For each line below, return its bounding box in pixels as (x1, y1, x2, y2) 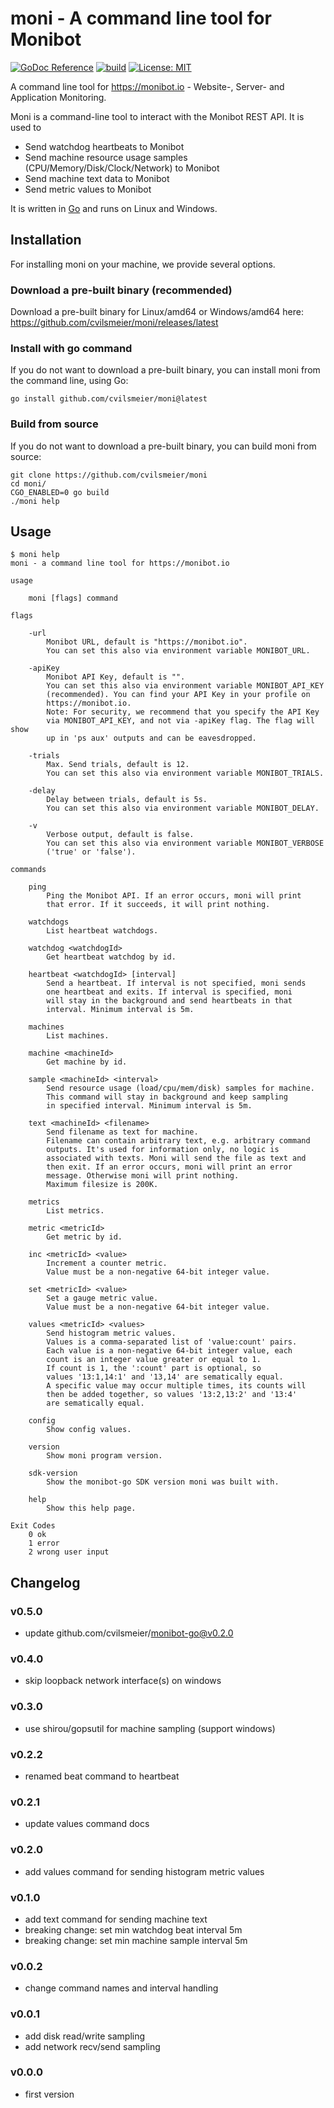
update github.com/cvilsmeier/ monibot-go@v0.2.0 (24, 1627, 234, 1639)
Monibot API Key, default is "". (46, 672, 186, 682)
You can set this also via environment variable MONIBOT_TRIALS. (46, 768, 325, 779)
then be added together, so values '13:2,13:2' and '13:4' (46, 1390, 298, 1400)
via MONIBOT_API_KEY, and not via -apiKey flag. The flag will (46, 716, 315, 726)
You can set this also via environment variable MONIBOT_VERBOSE (46, 838, 325, 849)
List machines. (46, 1031, 110, 1041)
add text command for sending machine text (24, 1913, 208, 1925)
